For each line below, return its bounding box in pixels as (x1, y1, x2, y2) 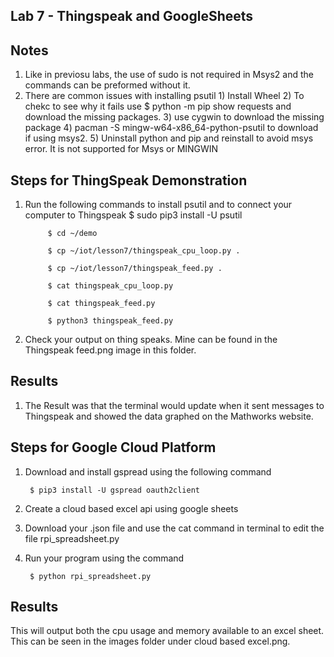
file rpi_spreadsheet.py (24, 532, 120, 544)
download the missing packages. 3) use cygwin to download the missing (24, 111, 325, 123)
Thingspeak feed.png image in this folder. (24, 344, 197, 356)
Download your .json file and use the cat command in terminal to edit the (24, 522, 325, 534)
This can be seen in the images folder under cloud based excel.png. (10, 635, 291, 648)
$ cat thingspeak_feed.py (47, 299, 156, 309)
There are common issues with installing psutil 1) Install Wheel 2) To (24, 90, 305, 102)
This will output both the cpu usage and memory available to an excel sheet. (10, 625, 325, 637)
